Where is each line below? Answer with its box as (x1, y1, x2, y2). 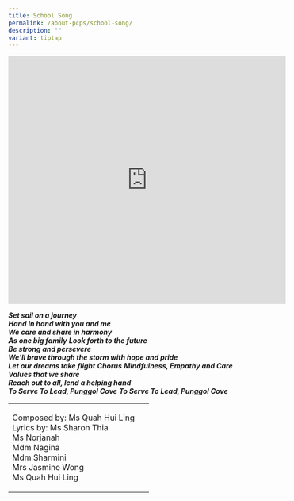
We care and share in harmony (8, 327, 113, 337)
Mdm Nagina (12, 442, 60, 453)
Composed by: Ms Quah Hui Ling (12, 412, 135, 423)
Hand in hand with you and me (8, 319, 111, 329)
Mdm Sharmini (12, 452, 67, 463)
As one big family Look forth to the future (8, 336, 148, 345)
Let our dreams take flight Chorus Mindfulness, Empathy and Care (8, 361, 233, 371)
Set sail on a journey (8, 310, 78, 320)
